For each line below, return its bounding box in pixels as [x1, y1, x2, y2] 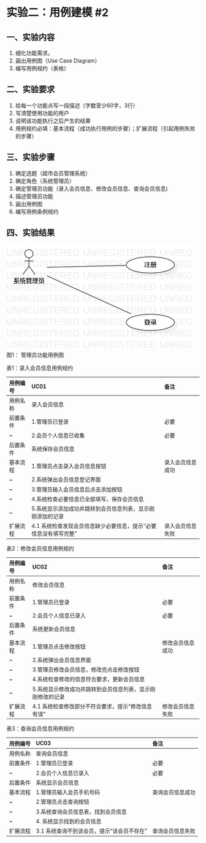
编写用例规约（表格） [15, 65, 69, 72]
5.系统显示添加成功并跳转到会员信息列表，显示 [31, 505, 150, 513]
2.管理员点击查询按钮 [36, 798, 90, 806]
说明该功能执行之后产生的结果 [15, 117, 91, 124]
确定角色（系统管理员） [15, 177, 75, 185]
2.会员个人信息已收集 [31, 432, 85, 439]
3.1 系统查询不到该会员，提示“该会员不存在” [36, 827, 148, 834]
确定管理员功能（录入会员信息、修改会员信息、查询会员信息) [15, 185, 168, 192]
